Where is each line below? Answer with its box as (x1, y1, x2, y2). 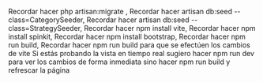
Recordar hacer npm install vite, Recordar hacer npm (84, 24, 256, 32)
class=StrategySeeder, (8, 24, 83, 32)
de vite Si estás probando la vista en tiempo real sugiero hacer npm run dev (8, 49, 255, 58)
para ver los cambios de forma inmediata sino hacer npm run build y (8, 57, 231, 66)
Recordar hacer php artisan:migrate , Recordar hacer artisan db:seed (8, 7, 233, 16)
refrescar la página (8, 66, 70, 74)
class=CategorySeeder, (8, 15, 85, 25)
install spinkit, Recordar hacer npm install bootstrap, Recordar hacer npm (8, 32, 246, 41)
